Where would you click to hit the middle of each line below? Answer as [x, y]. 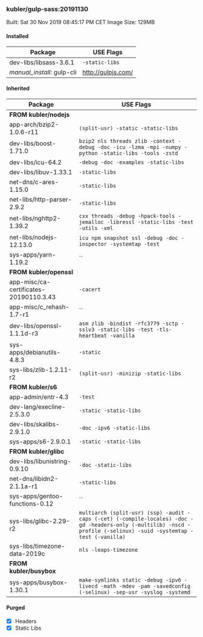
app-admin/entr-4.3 [39, 397]
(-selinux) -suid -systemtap [146, 531]
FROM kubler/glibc [37, 451]
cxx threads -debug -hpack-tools [127, 216]
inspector [93, 244]
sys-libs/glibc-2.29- [40, 521]
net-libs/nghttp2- [35, 218]
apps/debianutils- [35, 352]
